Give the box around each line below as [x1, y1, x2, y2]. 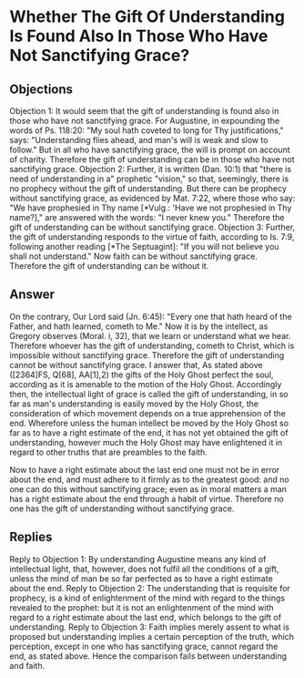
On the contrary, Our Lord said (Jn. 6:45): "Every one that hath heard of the [9, 311, 293, 322]
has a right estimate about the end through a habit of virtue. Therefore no [9, 493, 284, 504]
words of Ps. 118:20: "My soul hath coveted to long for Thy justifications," [9, 125, 284, 136]
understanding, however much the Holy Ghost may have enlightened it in [9, 437, 283, 447]
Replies [9, 529, 53, 545]
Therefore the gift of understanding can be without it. [9, 261, 209, 271]
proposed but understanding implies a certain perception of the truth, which [9, 631, 294, 642]
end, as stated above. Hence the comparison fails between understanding [9, 650, 288, 662]
